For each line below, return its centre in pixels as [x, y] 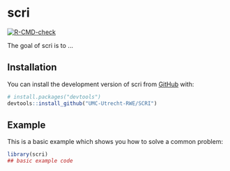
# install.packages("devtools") [54, 97]
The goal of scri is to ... [40, 45]
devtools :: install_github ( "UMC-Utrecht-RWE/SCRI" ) [82, 103]
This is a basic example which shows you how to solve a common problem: [115, 142]
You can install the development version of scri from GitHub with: [101, 84]
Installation [32, 67]
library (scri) [28, 154]
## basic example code [40, 161]
